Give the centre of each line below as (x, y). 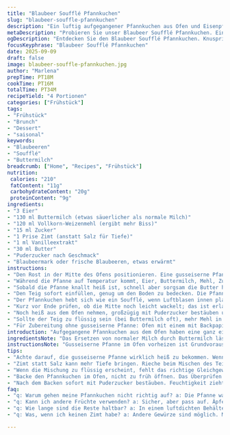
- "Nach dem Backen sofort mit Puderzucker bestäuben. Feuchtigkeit (107, 383)
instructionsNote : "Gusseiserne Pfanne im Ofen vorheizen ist (98, 345)
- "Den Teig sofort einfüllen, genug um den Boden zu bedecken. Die (107, 294)
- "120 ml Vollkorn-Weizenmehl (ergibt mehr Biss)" (82, 223)
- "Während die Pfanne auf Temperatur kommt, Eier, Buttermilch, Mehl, (111, 281)
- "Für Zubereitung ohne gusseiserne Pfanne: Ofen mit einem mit (102, 325)
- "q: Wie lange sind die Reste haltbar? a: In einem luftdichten (104, 408)
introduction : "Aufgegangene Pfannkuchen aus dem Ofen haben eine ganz (111, 332)
